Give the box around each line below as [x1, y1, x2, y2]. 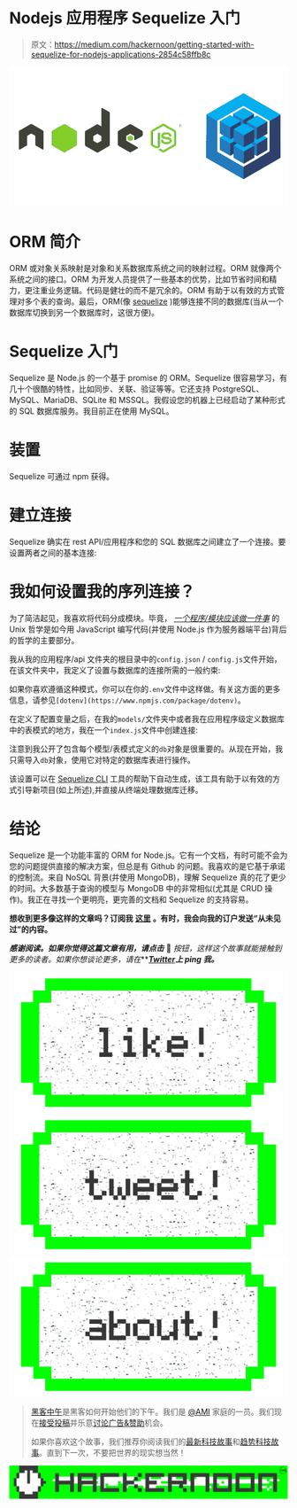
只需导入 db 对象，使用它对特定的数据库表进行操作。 [9, 754, 196, 765]
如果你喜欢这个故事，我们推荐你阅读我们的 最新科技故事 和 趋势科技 [30, 1436, 271, 1447]
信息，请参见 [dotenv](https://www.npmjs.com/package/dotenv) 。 [9, 695, 246, 705]
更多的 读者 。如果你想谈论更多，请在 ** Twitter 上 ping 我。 [9, 953, 219, 964]
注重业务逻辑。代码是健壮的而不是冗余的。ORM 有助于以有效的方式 [32, 285, 278, 296]
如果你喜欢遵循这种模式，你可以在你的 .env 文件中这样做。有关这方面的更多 [9, 683, 281, 694]
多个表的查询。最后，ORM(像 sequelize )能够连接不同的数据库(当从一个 [24, 296, 285, 307]
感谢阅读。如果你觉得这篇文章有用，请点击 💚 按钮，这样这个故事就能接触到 [9, 943, 283, 953]
